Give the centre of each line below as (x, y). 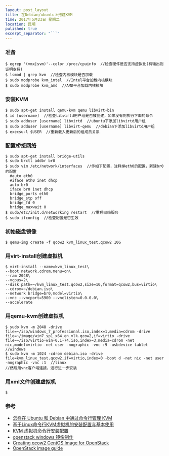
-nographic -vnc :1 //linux (36, 363)
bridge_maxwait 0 (28, 207)
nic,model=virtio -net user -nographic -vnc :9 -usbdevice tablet (77, 345)
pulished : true (21, 29)
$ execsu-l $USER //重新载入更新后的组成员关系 (52, 132)
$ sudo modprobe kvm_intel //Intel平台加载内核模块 (59, 80)
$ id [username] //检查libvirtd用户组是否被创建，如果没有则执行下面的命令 (79, 116)
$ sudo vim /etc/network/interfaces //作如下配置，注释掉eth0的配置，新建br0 (85, 166)
